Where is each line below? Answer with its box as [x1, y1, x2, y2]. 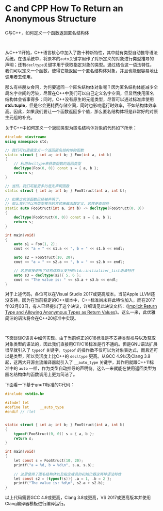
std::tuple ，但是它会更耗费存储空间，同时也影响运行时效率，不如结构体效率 [5, 102, 157, 108]
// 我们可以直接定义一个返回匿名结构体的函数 [5, 148, 84, 153]
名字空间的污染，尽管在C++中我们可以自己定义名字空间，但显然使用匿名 [9, 90, 154, 96]
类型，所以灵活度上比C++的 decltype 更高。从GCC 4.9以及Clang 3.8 [13, 353, 150, 359]
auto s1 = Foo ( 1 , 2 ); [14, 242, 57, 247]
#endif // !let [5, 410, 36, 414]
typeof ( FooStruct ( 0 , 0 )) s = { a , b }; [14, 431, 95, 436]
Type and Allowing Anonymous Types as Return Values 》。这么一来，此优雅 [5, 309, 156, 315]
